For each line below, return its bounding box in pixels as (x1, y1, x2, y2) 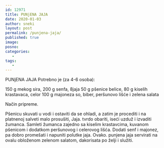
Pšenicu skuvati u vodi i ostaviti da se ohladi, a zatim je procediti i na (5, 111, 146, 117)
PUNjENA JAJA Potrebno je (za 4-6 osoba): (5, 77, 95, 83)
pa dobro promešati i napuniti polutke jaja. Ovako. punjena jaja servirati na (5, 132, 157, 138)
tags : (5, 58, 16, 63)
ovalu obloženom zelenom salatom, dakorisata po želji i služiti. (5, 138, 133, 144)
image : (5, 40, 19, 45)
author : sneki (5, 21, 35, 26)
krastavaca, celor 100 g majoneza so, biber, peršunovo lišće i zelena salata (5, 92, 159, 98)
